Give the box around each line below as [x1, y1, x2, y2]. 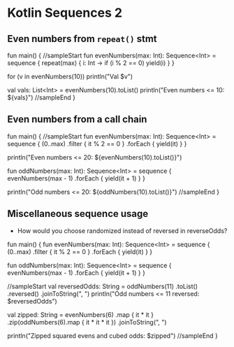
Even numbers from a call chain [7, 113, 147, 125]
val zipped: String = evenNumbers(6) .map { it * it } [7, 310, 154, 319]
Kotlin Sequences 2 [7, 5, 123, 21]
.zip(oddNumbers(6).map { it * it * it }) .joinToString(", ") [7, 318, 167, 326]
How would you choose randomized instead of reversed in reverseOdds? [17, 226, 228, 235]
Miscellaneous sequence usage [7, 208, 149, 220]
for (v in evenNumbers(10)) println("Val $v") [7, 72, 133, 80]
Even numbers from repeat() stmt [7, 33, 157, 45]
